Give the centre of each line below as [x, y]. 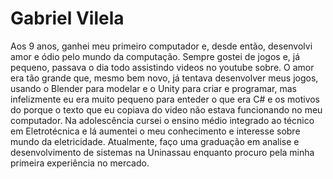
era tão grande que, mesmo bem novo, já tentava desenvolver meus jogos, [164, 78]
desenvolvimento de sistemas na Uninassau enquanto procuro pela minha [162, 152]
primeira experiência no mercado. [80, 163]
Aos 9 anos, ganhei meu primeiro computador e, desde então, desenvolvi [161, 46]
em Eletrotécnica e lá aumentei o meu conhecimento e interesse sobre [155, 131]
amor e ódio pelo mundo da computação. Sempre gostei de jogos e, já [155, 56]
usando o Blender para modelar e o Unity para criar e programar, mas [153, 88]
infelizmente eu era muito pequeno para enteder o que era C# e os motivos [165, 99]
